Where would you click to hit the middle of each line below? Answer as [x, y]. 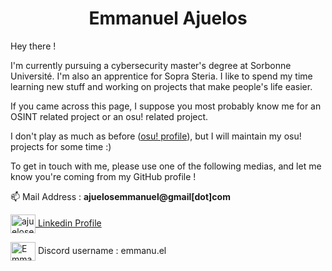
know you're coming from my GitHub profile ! [103, 176]
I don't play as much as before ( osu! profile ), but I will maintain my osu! [156, 136]
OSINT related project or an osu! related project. [109, 116]
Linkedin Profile [69, 223]
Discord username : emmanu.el [102, 250]
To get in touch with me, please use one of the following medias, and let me [166, 166]
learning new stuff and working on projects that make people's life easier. [161, 86]
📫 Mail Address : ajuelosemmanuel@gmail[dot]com [120, 196]
